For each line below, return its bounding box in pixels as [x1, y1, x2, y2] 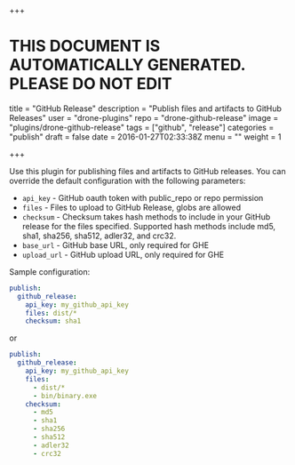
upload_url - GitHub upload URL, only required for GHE [21, 249, 225, 260]
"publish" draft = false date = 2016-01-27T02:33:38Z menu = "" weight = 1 [9, 131, 282, 142]
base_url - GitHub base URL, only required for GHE [21, 239, 210, 250]
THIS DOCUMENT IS [9, 36, 161, 56]
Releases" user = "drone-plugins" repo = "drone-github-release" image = [9, 112, 279, 123]
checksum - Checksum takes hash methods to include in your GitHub [21, 211, 271, 222]
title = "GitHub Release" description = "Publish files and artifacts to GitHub [9, 103, 283, 114]
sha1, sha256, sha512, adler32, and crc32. [21, 230, 177, 241]
